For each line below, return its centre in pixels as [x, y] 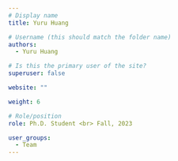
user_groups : [30, 138]
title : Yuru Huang [38, 23]
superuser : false [37, 73]
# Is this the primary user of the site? [78, 66]
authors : [23, 44]
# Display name [33, 15]
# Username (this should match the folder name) [90, 37]
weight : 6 [25, 102]
